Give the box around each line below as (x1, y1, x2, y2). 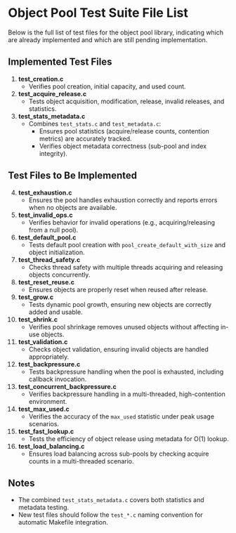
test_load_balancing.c (18, 442, 85, 450)
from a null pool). (28, 225, 79, 234)
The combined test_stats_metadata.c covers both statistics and (18, 496, 204, 504)
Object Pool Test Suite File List (8, 5, 188, 21)
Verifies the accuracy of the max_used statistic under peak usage (28, 412, 215, 421)
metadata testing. (18, 504, 70, 512)
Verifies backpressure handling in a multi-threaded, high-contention (28, 390, 225, 398)
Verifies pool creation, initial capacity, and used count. (28, 82, 186, 91)
